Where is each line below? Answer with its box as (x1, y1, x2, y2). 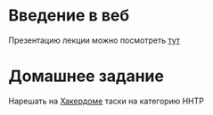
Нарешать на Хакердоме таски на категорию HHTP (8, 95, 204, 106)
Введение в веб (8, 5, 130, 26)
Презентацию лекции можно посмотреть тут (8, 35, 180, 45)
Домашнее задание (8, 66, 164, 86)
